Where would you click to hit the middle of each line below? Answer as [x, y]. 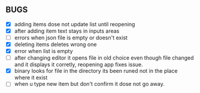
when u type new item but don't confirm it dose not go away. [90, 84]
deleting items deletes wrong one [55, 44]
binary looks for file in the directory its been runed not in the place [96, 71]
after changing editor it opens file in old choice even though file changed [104, 58]
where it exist [31, 77]
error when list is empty [43, 51]
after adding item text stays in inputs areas [67, 31]
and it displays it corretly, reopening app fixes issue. [78, 64]
